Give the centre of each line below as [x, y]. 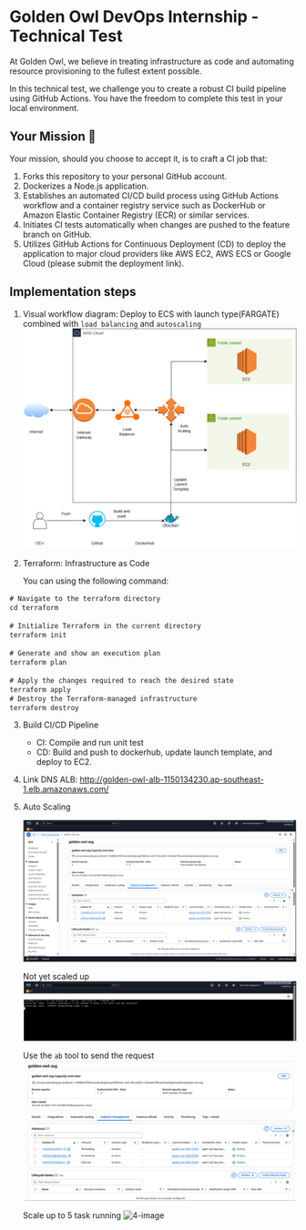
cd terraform [34, 608]
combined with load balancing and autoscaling [112, 323]
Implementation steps [73, 292]
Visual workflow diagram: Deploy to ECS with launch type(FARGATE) [151, 314]
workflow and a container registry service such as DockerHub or [144, 205]
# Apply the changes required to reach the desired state [122, 681]
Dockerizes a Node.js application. [86, 186]
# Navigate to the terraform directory [85, 599]
